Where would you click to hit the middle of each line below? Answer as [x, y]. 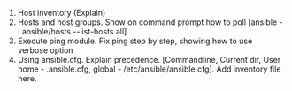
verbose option [45, 50]
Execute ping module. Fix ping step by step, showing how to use [135, 41]
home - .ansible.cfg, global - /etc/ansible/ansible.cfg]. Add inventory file [149, 69]
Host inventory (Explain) [61, 13]
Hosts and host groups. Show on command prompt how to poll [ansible [147, 22]
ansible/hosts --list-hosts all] [74, 31]
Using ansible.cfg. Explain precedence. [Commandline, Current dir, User [149, 60]
